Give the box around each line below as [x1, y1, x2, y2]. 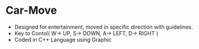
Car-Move [5, 4, 58, 17]
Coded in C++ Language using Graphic [14, 36, 112, 43]
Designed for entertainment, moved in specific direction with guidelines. [14, 23, 193, 30]
